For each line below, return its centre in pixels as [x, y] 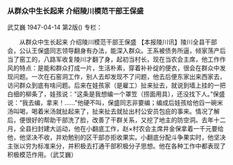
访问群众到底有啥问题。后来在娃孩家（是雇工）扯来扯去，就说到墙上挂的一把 [116, 85]
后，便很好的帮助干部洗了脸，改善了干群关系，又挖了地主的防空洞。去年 [110, 120]
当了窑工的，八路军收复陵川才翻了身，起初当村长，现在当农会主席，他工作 [113, 60]
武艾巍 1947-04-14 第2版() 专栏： [55, 27]
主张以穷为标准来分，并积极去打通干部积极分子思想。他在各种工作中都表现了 [116, 146]
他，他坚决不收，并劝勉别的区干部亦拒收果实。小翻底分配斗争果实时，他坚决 [116, 137]
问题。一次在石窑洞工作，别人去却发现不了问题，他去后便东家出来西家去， [119, 77]
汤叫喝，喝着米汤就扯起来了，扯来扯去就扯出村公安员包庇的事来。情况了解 [113, 112]
